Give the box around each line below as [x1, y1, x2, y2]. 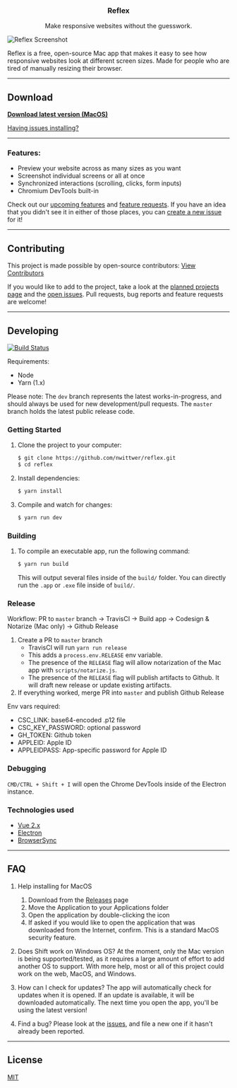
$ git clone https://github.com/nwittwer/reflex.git [17, 455, 176, 462]
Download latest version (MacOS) [7, 110, 108, 119]
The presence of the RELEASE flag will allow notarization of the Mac [28, 659, 222, 667]
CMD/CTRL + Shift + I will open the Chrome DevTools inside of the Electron [7, 780, 226, 788]
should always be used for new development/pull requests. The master [7, 400, 213, 408]
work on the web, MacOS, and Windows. [17, 969, 136, 978]
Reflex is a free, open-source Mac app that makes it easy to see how [7, 49, 207, 58]
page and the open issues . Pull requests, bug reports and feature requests [7, 290, 224, 299]
